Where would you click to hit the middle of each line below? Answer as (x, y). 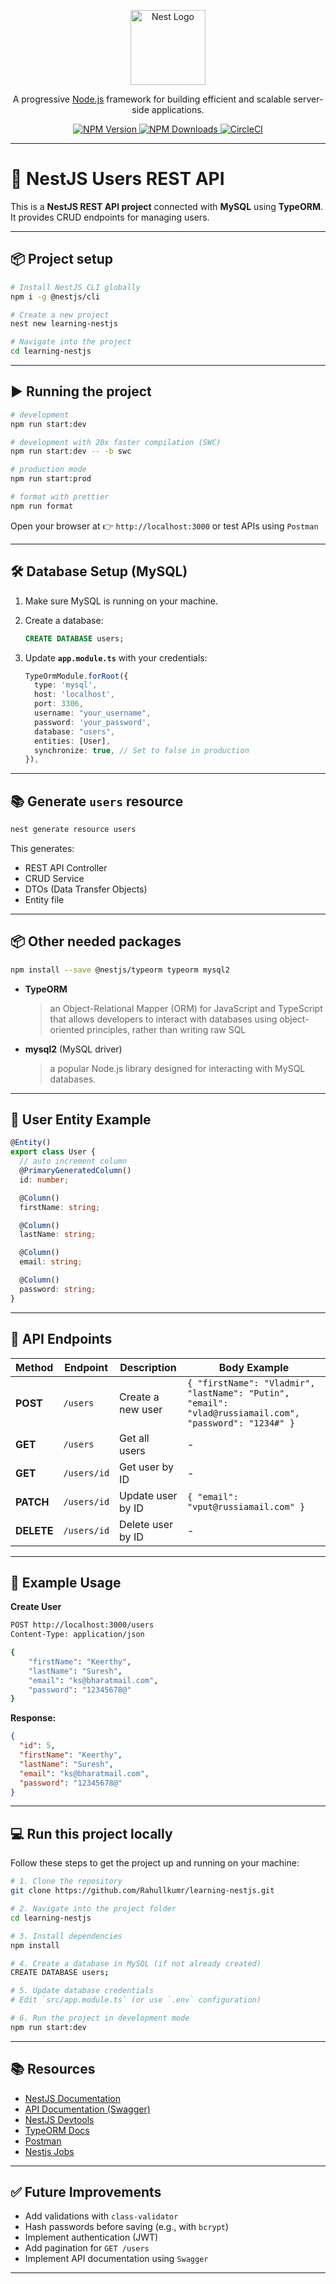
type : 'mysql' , (66, 685)
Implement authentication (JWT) (91, 2237)
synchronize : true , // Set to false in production (142, 750)
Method (34, 1367)
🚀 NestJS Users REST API (117, 179)
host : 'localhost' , (75, 695)
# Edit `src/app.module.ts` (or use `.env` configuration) (136, 2000)
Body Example (254, 1367)
